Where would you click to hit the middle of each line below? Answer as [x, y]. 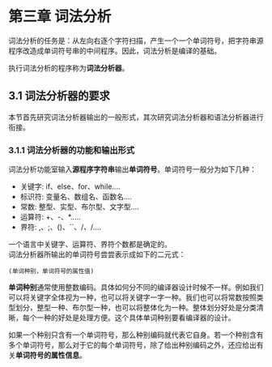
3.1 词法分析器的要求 [59, 96]
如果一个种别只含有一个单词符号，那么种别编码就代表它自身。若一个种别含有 [136, 335]
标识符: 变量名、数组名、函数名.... [76, 197]
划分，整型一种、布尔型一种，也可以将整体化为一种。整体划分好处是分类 [136, 308]
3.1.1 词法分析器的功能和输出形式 [72, 150]
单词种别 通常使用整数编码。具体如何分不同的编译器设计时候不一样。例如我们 [136, 288]
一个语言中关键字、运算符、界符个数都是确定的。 [90, 245]
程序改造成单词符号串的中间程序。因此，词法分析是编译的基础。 [115, 50]
